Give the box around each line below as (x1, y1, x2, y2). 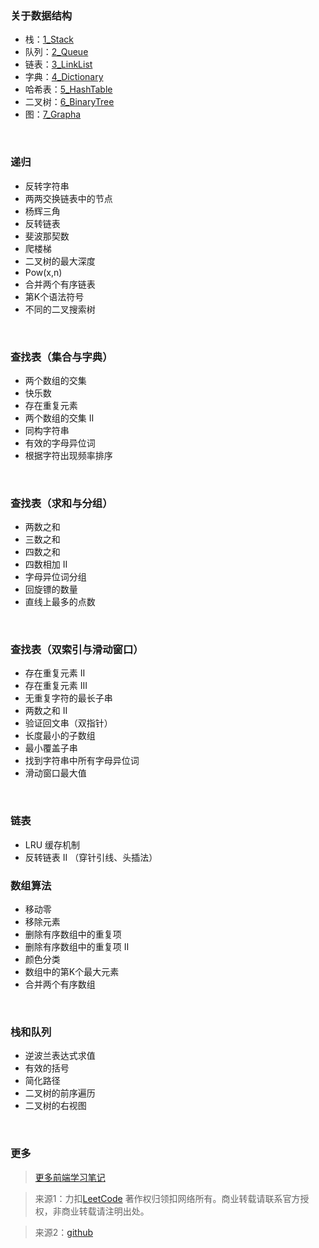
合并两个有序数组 (24, 978, 96, 991)
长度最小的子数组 (24, 730, 96, 742)
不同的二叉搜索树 (24, 303, 96, 315)
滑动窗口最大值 (24, 767, 87, 779)
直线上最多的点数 (24, 596, 96, 608)
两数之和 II (24, 705, 68, 717)
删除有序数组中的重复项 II (24, 941, 130, 953)
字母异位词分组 (24, 571, 87, 583)
